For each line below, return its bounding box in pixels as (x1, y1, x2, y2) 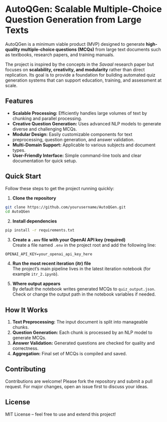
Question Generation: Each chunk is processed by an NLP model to (12, 329, 153, 335)
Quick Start (5, 172, 41, 181)
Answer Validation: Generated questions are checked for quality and (12, 340, 155, 346)
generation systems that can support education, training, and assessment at (5, 77, 162, 83)
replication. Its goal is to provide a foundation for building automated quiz (5, 72, 156, 78)
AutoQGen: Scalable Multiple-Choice (5, 3, 162, 15)
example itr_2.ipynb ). (12, 271, 59, 277)
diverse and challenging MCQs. (12, 126, 77, 132)
